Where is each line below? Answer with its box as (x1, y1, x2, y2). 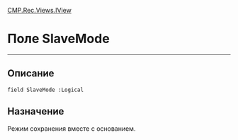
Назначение (7, 105, 64, 117)
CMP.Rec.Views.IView (7, 6, 72, 14)
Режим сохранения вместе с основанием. (7, 124, 136, 133)
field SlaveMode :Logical (7, 86, 84, 93)
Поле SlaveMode (7, 31, 110, 47)
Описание (7, 67, 55, 80)
